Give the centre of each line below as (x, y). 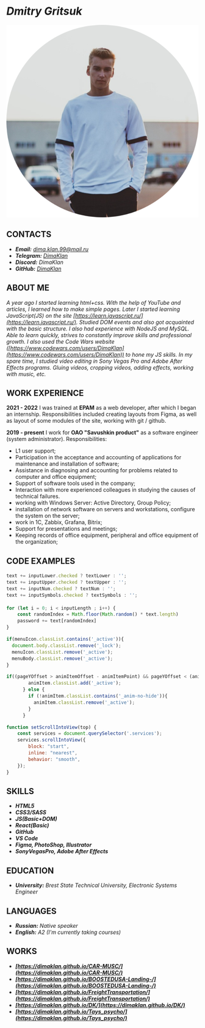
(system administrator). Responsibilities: (57, 439)
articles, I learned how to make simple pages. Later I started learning (93, 309)
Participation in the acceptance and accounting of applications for (98, 457)
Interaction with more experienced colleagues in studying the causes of (105, 490)
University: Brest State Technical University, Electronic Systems (96, 885)
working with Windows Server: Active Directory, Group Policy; (93, 503)
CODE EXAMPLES (41, 561)
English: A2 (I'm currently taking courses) (68, 932)
